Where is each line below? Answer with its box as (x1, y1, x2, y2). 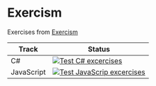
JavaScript (10, 67, 47, 77)
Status (88, 44, 110, 53)
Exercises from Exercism (7, 28, 79, 36)
